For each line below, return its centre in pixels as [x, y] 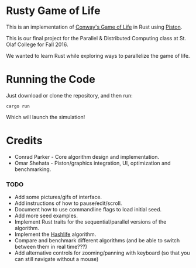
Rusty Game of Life [53, 11]
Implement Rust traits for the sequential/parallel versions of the [90, 222]
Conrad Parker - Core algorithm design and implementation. [87, 156]
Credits [24, 141]
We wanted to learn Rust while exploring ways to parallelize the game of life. [98, 55]
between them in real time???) [51, 247]
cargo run [18, 106]
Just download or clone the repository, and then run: [69, 95]
